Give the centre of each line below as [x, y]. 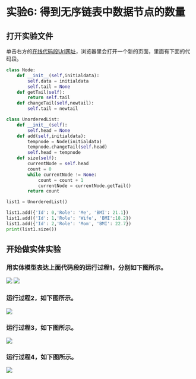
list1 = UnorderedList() [37, 202]
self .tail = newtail [53, 109]
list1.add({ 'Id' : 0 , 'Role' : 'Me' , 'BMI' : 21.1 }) [67, 213]
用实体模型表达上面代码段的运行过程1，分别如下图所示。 [87, 267]
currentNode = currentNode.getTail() [85, 186]
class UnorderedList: [33, 119]
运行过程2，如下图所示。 [42, 298]
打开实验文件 [30, 36]
